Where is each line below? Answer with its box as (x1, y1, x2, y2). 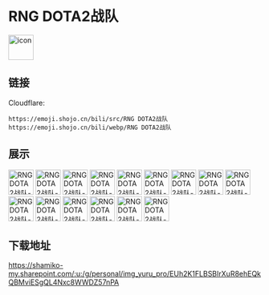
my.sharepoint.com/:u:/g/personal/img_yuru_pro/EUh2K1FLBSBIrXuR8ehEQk (8, 269, 262, 279)
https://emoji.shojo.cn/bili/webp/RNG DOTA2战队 (8, 123, 172, 131)
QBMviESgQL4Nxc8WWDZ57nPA (8, 277, 120, 287)
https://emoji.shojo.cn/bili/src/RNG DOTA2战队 (8, 115, 169, 123)
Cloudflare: (8, 98, 46, 107)
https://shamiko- (8, 261, 63, 270)
